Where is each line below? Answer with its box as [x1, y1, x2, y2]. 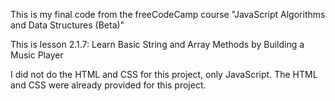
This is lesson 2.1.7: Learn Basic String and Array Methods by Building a [10, 39, 305, 50]
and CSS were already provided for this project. [10, 79, 207, 91]
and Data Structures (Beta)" [10, 19, 125, 31]
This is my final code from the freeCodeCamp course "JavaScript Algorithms [10, 9, 326, 20]
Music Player [10, 49, 64, 61]
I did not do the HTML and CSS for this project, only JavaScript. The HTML [10, 69, 318, 80]
